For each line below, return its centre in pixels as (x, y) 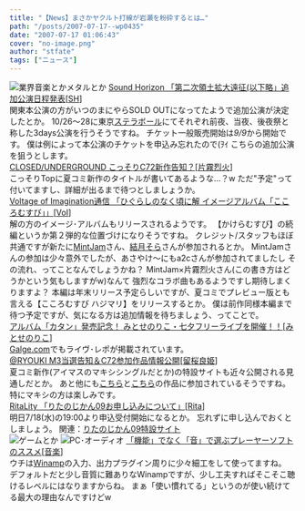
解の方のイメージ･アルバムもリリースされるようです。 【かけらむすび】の (147, 224)
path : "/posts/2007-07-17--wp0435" (77, 26)
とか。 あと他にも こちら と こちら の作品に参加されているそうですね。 (162, 383)
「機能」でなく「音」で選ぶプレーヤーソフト (210, 440)
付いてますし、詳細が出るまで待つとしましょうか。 (105, 189)
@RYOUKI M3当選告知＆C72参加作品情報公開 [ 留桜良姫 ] (114, 360)
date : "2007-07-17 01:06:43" (65, 35)
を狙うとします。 (41, 155)
